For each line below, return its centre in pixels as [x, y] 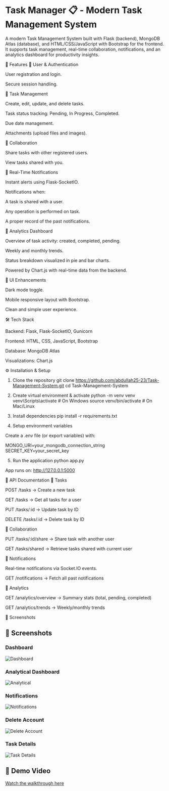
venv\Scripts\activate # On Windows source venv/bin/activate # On [82, 401]
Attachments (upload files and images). [46, 133]
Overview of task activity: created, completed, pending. [63, 241]
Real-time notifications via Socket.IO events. [51, 568]
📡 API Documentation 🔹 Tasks [36, 480]
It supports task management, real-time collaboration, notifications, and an [83, 49]
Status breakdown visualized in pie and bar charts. [58, 260]
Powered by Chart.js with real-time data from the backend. [66, 270]
